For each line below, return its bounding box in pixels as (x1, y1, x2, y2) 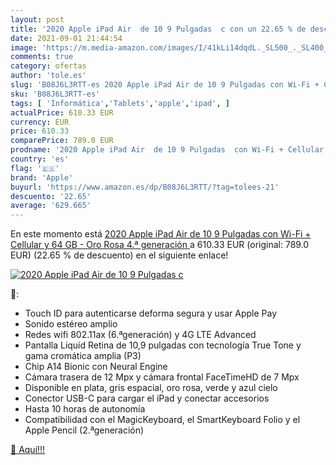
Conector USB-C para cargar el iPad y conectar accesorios (24, 392, 270, 405)
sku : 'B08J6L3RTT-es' (10, 89, 101, 99)
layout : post (10, 14, 65, 25)
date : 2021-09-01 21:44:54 (10, 33, 123, 43)
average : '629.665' (10, 201, 92, 211)
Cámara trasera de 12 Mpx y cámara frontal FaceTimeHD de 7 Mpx (24, 371, 300, 383)
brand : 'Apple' (10, 172, 74, 183)
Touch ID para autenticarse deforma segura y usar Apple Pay (24, 307, 278, 320)
